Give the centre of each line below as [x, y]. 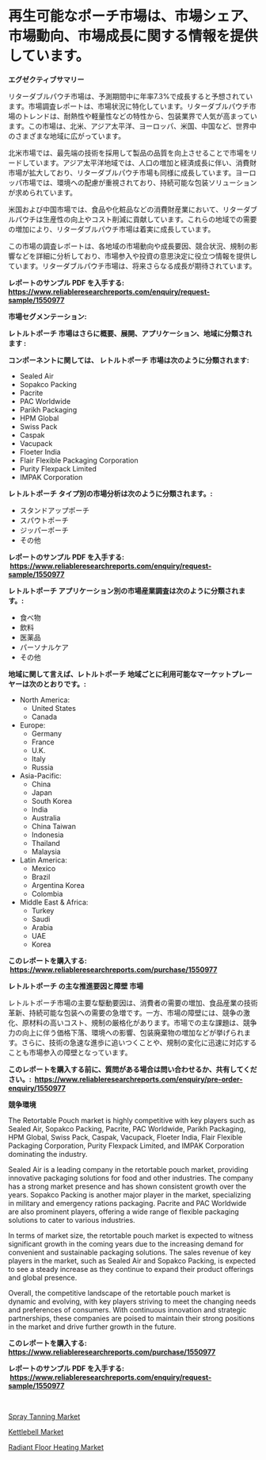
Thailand [46, 843]
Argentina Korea [58, 885]
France [43, 742]
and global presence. [43, 1277]
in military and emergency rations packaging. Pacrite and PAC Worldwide [127, 1203]
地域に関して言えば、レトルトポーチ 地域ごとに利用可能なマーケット [120, 674]
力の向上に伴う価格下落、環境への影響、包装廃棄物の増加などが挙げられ [126, 1032]
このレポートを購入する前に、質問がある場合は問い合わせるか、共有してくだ [133, 1069]
